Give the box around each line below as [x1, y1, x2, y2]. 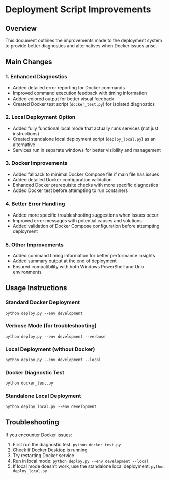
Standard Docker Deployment [5, 299, 80, 306]
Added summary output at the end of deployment [12, 258, 117, 264]
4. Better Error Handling [5, 200, 65, 207]
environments [12, 269, 42, 275]
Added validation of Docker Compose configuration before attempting [12, 223, 160, 229]
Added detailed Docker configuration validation [12, 177, 112, 183]
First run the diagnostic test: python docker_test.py [12, 441, 121, 447]
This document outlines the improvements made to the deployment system [5, 37, 162, 43]
